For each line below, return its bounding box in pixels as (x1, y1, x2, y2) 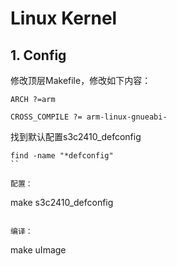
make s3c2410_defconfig (10, 197, 114, 208)
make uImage (10, 244, 67, 256)
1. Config (10, 47, 67, 64)
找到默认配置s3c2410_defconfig (10, 131, 142, 142)
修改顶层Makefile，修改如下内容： (10, 75, 152, 86)
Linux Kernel (10, 7, 118, 30)
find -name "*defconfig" (10, 151, 114, 161)
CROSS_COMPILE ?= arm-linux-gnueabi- (10, 112, 168, 122)
